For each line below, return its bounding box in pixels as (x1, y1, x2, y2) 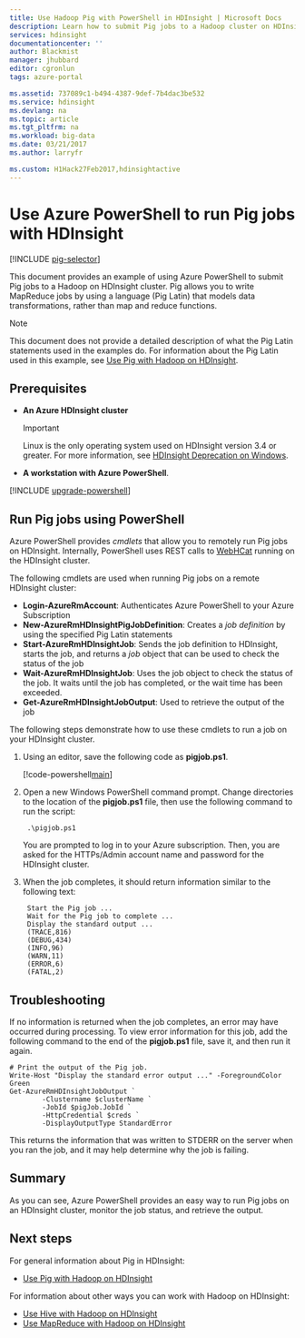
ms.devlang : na (9, 106, 67, 115)
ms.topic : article (9, 115, 79, 124)
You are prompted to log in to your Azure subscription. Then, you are (22, 839, 280, 851)
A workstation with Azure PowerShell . (22, 468, 170, 479)
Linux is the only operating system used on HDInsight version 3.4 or (22, 441, 277, 451)
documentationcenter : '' (9, 38, 103, 48)
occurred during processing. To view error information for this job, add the (9, 1026, 288, 1037)
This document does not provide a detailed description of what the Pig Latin (9, 335, 293, 346)
